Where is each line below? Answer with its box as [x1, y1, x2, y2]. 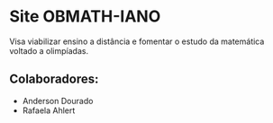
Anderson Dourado [22, 95, 94, 106]
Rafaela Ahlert [22, 105, 76, 116]
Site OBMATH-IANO [9, 6, 161, 27]
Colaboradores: [9, 72, 99, 87]
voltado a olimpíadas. [9, 45, 88, 56]
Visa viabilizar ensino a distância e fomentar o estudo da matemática [9, 36, 265, 47]
